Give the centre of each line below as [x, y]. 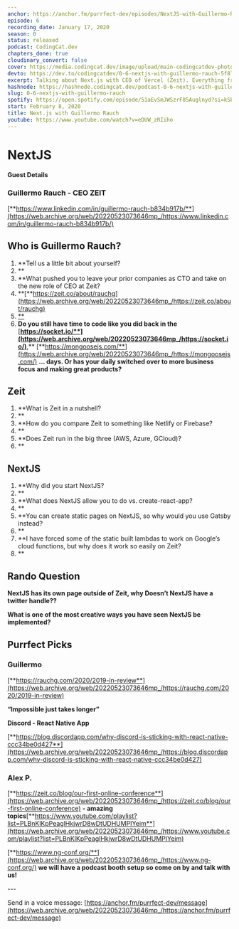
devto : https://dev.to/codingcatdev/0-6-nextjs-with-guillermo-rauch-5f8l [121, 73]
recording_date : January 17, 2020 [59, 27]
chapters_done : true [38, 54]
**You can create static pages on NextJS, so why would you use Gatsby [124, 516]
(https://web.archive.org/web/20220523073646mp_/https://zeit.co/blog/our [119, 801]
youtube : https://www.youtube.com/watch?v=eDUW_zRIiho [90, 120]
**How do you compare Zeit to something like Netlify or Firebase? [115, 423]
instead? [30, 524]
